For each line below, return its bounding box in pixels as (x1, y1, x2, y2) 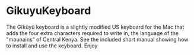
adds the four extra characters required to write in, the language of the (6, 29, 179, 36)
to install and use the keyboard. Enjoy (6, 42, 98, 49)
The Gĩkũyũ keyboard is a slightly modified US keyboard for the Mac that (6, 23, 185, 30)
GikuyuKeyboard (6, 4, 91, 18)
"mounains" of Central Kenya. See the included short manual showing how (6, 36, 189, 43)
